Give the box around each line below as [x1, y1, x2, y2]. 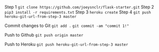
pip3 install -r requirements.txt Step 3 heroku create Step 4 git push [4, 9, 151, 15]
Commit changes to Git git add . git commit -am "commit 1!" [4, 23, 129, 28]
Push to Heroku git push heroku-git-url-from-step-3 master [4, 41, 128, 47]
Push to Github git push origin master [4, 32, 84, 38]
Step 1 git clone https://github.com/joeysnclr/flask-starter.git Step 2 [4, 4, 154, 10]
